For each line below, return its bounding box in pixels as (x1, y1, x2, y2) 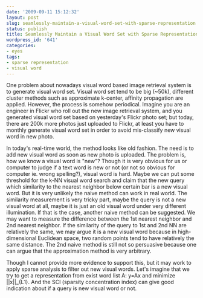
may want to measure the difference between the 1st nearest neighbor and (6, 215, 192, 222)
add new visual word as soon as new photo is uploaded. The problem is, (6, 151, 186, 158)
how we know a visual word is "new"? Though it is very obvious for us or (6, 158, 187, 165)
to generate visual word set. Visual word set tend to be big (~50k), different (6, 88, 194, 96)
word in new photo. (6, 133, 54, 140)
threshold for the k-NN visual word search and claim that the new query (6, 177, 185, 184)
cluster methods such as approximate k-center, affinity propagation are (6, 94, 184, 102)
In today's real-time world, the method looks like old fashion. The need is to (6, 144, 195, 152)
